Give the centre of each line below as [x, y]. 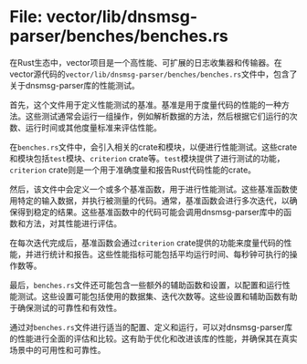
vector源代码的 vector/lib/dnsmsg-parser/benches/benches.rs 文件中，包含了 [153, 74]
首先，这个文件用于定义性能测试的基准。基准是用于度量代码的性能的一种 [145, 104]
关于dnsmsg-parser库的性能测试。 [74, 85]
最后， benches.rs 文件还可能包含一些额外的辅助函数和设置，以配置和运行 [146, 285]
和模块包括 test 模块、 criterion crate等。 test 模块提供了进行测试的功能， [147, 158]
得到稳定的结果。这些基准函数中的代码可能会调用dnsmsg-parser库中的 [150, 212]
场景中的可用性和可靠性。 [58, 349]
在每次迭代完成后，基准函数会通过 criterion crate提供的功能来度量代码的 [147, 243]
